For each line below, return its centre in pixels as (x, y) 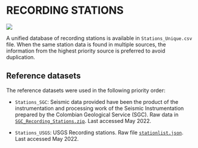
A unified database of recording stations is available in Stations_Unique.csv (99, 38)
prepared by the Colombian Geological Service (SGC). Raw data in (97, 115)
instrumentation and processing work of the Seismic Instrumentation (99, 108)
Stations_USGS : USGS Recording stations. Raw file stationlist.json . (99, 132)
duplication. (21, 57)
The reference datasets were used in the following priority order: (86, 90)
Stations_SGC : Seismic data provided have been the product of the (96, 101)
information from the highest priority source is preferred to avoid (86, 51)
